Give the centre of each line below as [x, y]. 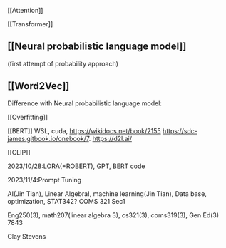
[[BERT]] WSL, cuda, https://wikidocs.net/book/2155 [84, 130]
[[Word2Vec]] [38, 86]
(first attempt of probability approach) [63, 63]
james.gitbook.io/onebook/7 [48, 138]
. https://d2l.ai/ [110, 138]
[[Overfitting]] [28, 117]
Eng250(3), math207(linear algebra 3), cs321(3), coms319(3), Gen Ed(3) [113, 215]
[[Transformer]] [30, 24]
